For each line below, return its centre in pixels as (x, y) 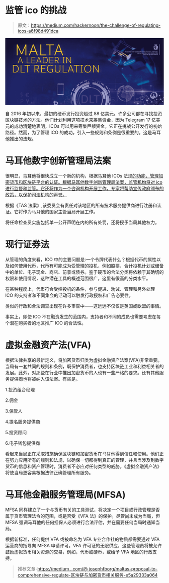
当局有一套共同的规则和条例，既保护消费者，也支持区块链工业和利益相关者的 (84, 366)
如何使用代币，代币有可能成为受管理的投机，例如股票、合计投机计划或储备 (87, 266)
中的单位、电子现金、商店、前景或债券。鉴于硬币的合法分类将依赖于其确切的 (84, 272)
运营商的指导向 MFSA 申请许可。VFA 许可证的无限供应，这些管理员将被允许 (83, 545)
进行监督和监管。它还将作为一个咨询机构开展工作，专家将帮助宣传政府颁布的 (84, 188)
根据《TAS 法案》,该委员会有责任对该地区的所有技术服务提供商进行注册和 (81, 205)
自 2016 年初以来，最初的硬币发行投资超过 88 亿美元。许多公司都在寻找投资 (84, 114)
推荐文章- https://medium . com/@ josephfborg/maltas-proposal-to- (88, 568)
